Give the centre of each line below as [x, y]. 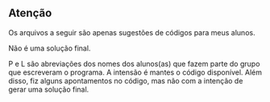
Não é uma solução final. [50, 48]
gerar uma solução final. [49, 89]
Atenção [30, 13]
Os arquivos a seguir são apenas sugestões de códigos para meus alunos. [132, 32]
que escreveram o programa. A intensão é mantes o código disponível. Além [135, 72]
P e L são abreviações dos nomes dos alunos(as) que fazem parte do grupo [134, 63]
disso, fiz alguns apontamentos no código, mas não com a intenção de [126, 80]
